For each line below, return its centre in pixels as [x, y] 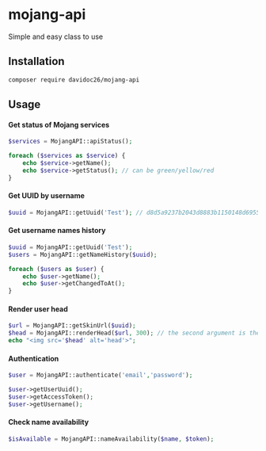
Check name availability [49, 422]
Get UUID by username [47, 196]
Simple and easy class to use [56, 36]
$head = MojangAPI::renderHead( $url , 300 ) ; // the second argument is [127, 333]
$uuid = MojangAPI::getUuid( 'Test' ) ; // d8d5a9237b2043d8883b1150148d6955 [134, 212]
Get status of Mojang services [59, 124]
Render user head [38, 309]
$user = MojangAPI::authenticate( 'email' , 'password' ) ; [101, 375]
